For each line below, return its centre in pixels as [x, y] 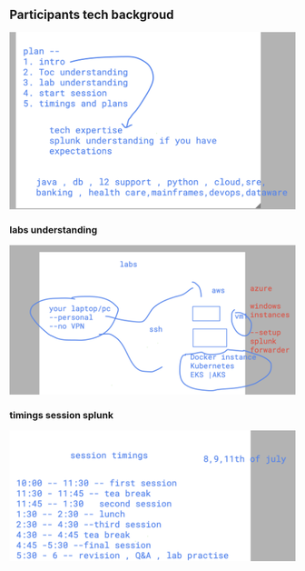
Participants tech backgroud [92, 15]
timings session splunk [61, 416]
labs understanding [54, 230]
